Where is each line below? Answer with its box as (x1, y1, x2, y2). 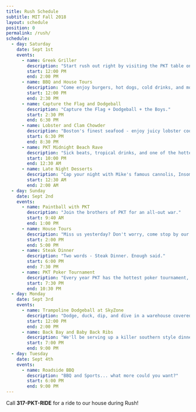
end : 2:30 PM (27, 95, 59, 101)
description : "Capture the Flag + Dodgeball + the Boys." (27, 106, 171, 112)
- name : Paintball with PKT (21, 204, 90, 210)
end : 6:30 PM (27, 117, 59, 123)
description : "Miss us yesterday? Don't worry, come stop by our (27, 231, 190, 237)
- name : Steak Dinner (21, 248, 75, 254)
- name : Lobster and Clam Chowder (21, 123, 106, 129)
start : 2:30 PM (27, 112, 64, 117)
